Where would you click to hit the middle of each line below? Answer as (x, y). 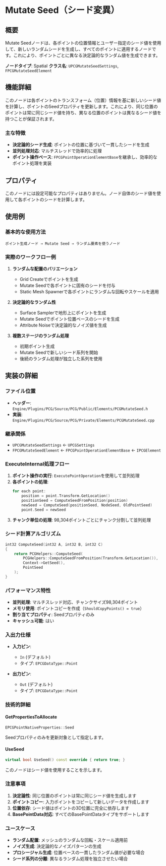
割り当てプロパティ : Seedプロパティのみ (53, 615)
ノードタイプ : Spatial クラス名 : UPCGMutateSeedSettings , (62, 66)
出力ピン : (22, 674)
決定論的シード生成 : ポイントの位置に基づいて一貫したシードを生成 (81, 145)
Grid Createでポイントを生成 (49, 279)
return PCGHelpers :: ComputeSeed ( (49, 554)
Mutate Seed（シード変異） (62, 10)
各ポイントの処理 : (30, 482)
